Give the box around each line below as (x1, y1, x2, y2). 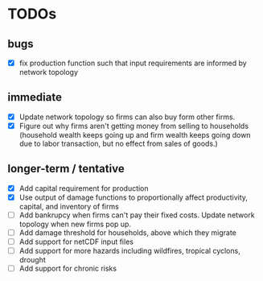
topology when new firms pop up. (18, 219, 132, 229)
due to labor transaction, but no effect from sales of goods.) (18, 138, 218, 148)
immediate (7, 90, 62, 105)
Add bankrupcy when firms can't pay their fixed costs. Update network (18, 210, 255, 220)
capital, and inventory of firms (18, 201, 120, 211)
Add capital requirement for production (18, 183, 150, 193)
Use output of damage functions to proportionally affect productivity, (18, 192, 249, 202)
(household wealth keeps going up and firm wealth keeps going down (18, 130, 251, 139)
